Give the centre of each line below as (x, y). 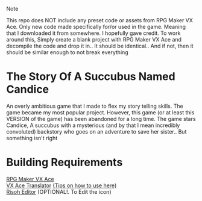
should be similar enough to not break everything (67, 52)
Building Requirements (65, 162)
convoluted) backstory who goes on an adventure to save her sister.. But (96, 131)
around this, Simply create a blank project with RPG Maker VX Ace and (94, 39)
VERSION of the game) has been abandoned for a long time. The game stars (101, 119)
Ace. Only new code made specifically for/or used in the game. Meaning (96, 27)
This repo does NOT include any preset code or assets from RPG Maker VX (99, 20)
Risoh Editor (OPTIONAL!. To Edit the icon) (59, 191)
